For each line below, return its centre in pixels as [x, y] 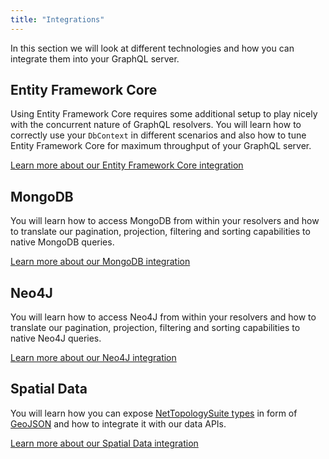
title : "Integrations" [57, 19]
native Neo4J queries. [56, 338]
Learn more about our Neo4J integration [93, 358]
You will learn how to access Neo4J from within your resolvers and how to [163, 317]
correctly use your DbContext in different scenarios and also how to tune [158, 135]
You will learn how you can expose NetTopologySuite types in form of [154, 413]
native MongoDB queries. [62, 242]
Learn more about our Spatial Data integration [104, 443]
